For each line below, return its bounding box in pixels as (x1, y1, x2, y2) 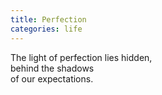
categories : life (10, 24, 83, 34)
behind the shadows (10, 62, 95, 74)
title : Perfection (10, 14, 87, 25)
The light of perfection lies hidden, (10, 51, 153, 63)
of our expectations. (10, 72, 94, 85)
